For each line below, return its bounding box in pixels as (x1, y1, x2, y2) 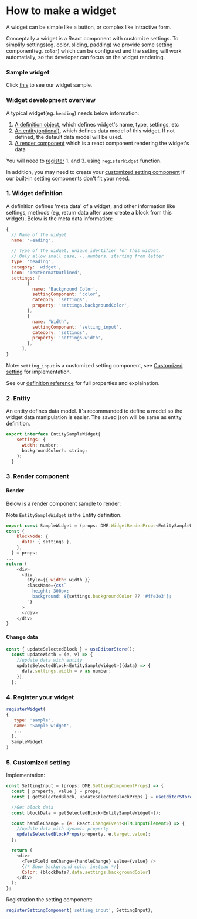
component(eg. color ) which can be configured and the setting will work (6, 47, 182, 54)
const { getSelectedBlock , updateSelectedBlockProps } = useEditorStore (11, 794, 193, 799)
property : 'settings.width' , (32, 335, 104, 341)
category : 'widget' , (11, 264, 62, 270)
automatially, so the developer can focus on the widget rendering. (6, 53, 165, 60)
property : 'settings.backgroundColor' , (32, 302, 130, 308)
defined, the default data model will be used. (14, 133, 123, 140)
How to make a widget (6, 4, 116, 18)
